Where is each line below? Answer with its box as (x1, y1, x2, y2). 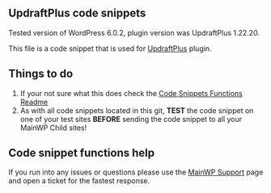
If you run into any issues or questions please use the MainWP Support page (8, 167, 264, 177)
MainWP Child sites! (19, 123, 87, 132)
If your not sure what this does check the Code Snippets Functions (19, 88, 243, 98)
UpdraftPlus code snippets (8, 6, 146, 20)
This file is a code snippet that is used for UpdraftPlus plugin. (8, 44, 212, 53)
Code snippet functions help (8, 146, 155, 160)
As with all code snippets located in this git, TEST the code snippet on (19, 105, 254, 115)
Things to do (8, 67, 74, 81)
